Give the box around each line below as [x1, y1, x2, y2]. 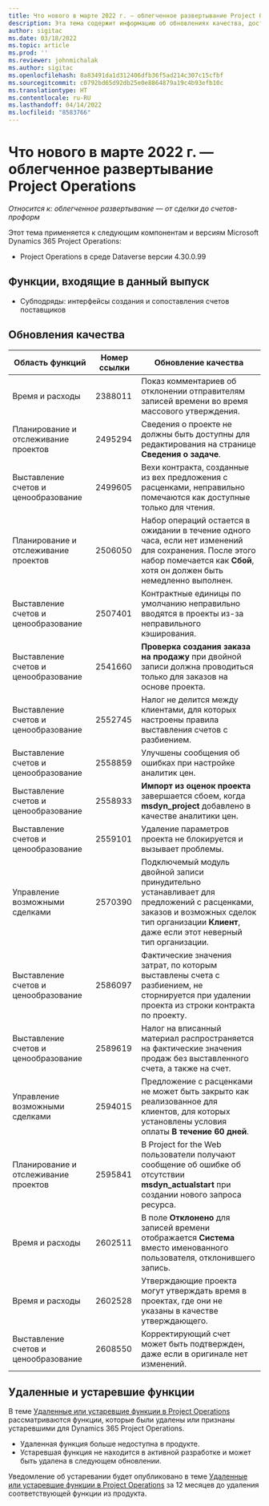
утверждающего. [141, 1315, 208, 1326]
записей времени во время [141, 395, 248, 406]
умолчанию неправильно [141, 598, 241, 609]
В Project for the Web [141, 1139, 222, 1150]
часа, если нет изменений [141, 535, 243, 546]
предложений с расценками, [141, 896, 255, 907]
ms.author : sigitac [8, 64, 74, 72]
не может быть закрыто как [141, 1085, 250, 1096]
